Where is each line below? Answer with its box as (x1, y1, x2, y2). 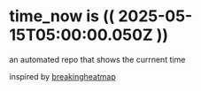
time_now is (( (9, 6, 115, 27)
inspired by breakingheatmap (9, 71, 117, 81)
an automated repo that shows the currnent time (9, 54, 186, 64)
